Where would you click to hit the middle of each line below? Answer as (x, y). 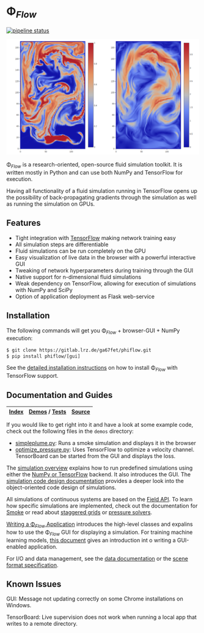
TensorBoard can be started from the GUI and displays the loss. (95, 456)
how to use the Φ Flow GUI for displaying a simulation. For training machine (100, 533)
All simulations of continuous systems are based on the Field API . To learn (100, 500)
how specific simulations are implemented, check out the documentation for (102, 506)
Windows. (19, 605)
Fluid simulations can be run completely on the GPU (80, 251)
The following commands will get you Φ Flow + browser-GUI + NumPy (93, 331)
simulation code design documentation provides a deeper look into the (95, 481)
